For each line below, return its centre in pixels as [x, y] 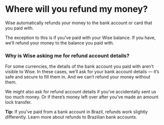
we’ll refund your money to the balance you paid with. [60, 42]
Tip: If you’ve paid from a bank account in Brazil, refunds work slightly [77, 112]
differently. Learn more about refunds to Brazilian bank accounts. [71, 117]
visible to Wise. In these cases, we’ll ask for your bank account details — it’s [82, 72]
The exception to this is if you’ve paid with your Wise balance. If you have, [81, 38]
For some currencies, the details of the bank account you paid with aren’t [79, 66]
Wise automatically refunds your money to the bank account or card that [79, 23]
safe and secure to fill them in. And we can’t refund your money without [78, 77]
